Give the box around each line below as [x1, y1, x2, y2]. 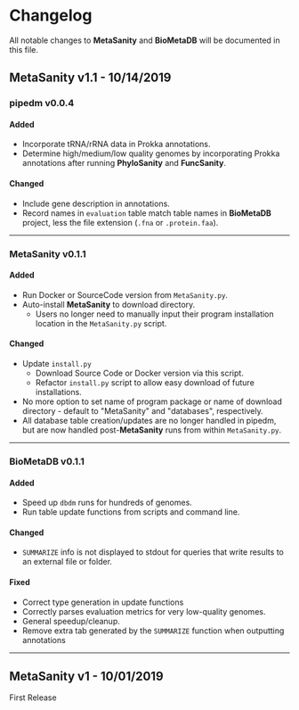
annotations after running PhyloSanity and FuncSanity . [21, 158, 227, 169]
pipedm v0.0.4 [9, 97, 75, 110]
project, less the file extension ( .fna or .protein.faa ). [21, 217, 219, 227]
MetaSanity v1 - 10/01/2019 [9, 668, 164, 683]
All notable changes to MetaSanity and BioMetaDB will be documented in [9, 35, 280, 45]
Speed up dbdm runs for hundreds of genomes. [21, 497, 193, 508]
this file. [9, 44, 38, 54]
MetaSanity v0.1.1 [9, 247, 86, 260]
